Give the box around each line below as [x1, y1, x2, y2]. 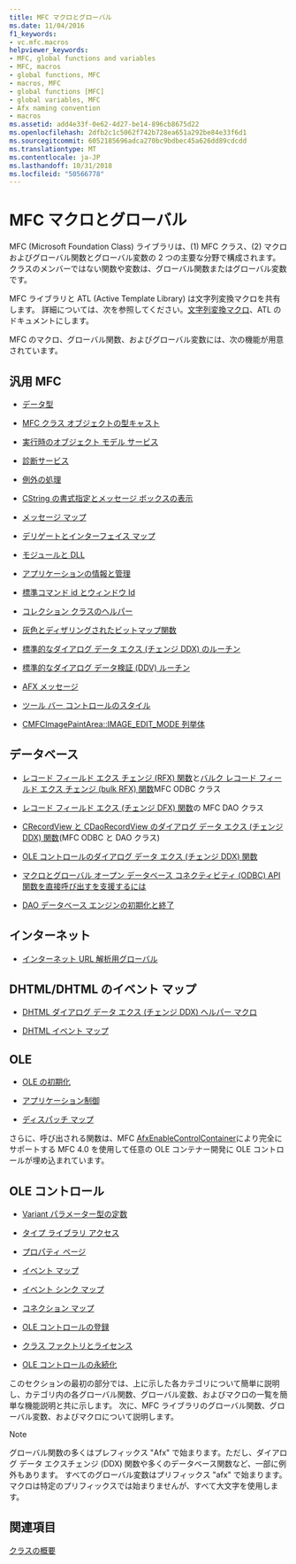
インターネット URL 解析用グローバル [21, 953, 158, 964]
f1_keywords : [9, 29, 57, 38]
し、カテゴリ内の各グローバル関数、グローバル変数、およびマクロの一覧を [9, 1390, 280, 1400]
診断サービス [21, 455, 69, 466]
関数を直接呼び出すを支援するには [21, 880, 147, 891]
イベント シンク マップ [21, 1284, 104, 1295]
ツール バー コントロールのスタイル [21, 701, 151, 710]
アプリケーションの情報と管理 [21, 569, 131, 578]
